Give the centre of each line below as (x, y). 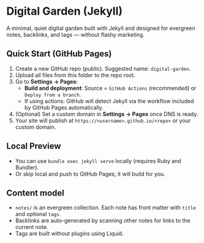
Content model (35, 193)
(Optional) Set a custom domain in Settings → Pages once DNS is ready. (107, 114)
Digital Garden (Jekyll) (65, 11)
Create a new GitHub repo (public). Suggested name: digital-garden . (103, 68)
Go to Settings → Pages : (47, 81)
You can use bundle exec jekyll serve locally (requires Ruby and (98, 161)
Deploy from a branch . (53, 94)
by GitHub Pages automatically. (64, 107)
